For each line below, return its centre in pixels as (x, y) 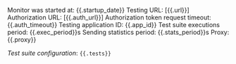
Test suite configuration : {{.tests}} (59, 53)
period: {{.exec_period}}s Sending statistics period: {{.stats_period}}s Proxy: (118, 32)
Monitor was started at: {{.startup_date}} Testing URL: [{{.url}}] (99, 10)
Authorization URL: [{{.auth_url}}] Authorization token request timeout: (109, 17)
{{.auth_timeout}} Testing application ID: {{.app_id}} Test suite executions (114, 25)
